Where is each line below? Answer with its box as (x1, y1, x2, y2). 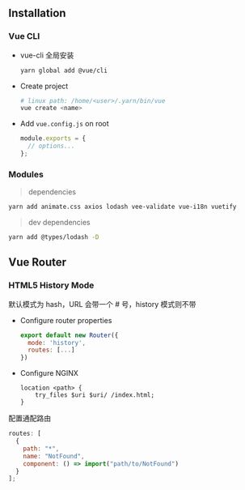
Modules (8, 168, 44, 180)
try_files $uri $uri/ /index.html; (35, 391, 155, 399)
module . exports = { (19, 134, 87, 143)
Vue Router (8, 255, 67, 270)
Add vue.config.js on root (19, 119, 109, 129)
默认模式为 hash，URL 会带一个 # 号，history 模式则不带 (8, 299, 196, 309)
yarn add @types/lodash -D (8, 233, 99, 241)
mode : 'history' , (27, 339, 87, 347)
